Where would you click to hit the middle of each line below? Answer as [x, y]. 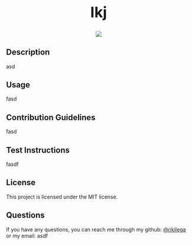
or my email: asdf [27, 236]
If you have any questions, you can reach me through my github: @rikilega [96, 229]
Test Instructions [38, 150]
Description [28, 52]
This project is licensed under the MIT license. [62, 197]
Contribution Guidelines [51, 117]
